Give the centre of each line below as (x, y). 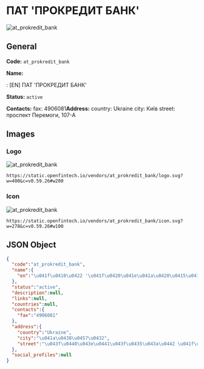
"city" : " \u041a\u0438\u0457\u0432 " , (64, 338)
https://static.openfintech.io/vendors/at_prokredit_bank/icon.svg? (95, 221)
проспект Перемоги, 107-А (41, 115)
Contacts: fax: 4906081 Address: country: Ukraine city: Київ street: (91, 108)
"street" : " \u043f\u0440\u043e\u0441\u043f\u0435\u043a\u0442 (96, 344)
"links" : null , (29, 298)
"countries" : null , (35, 304)
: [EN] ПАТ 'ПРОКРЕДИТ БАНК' (46, 85)
